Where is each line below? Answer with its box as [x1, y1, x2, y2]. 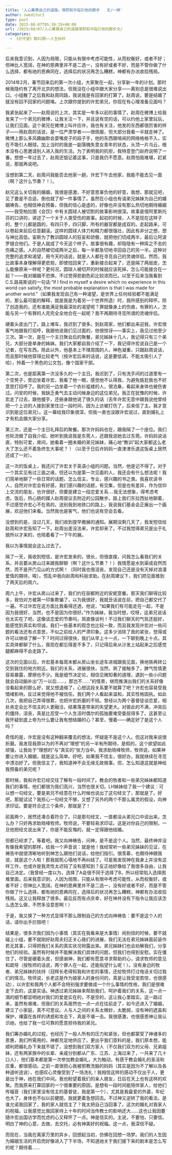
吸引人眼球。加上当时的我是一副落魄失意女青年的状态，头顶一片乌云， [14, 141, 162, 147]
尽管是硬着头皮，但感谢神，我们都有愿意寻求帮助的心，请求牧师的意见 [18, 955, 167, 961]
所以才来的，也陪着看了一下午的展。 [9, 531, 86, 537]
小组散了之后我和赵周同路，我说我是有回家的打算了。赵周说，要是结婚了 [14, 92, 167, 98]
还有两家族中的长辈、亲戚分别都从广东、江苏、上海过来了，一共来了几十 [14, 1050, 167, 1056]
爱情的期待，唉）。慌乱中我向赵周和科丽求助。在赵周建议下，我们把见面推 [5, 572, 160, 579]
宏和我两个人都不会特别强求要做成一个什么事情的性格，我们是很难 [25, 981, 165, 987]
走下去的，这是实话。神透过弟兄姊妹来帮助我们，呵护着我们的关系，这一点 [5, 988, 162, 994]
